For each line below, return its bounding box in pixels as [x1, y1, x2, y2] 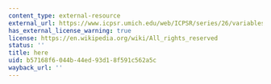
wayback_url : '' [8, 64, 63, 72]
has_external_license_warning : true [8, 26, 131, 34]
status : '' [8, 42, 45, 50]
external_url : [8, 19, 56, 27]
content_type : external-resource [8, 11, 121, 20]
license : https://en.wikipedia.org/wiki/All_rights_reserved [8, 34, 219, 42]
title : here [8, 49, 48, 57]
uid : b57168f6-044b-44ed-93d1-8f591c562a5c [8, 57, 157, 65]
